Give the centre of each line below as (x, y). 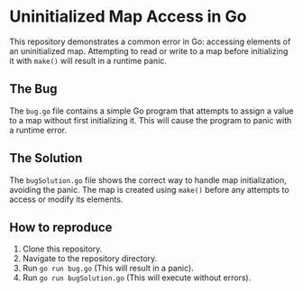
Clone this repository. (62, 249)
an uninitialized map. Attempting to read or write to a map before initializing (149, 50)
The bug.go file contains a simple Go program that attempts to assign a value (151, 111)
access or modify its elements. (66, 199)
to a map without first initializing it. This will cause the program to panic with (151, 120)
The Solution (46, 158)
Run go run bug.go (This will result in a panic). (108, 269)
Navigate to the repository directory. (90, 259)
